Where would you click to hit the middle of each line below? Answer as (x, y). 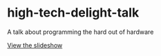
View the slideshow (35, 45)
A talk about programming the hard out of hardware (80, 32)
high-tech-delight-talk (73, 13)
